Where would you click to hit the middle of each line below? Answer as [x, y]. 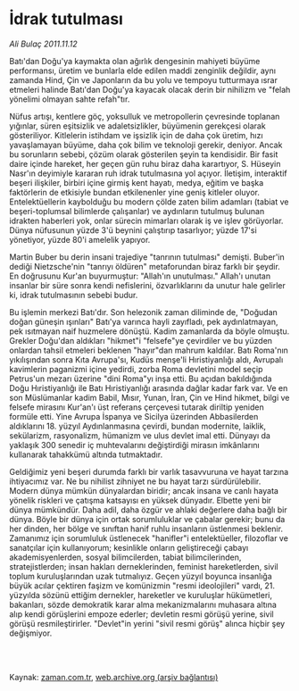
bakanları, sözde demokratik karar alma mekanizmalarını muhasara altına [143, 604]
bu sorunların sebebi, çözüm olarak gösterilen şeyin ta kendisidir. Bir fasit [144, 154]
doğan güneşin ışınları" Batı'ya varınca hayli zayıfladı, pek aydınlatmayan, [144, 321]
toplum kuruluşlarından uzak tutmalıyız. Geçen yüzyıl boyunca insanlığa [141, 576]
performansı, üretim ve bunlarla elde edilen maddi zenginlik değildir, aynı [143, 71]
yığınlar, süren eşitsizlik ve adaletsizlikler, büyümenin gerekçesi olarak [137, 126]
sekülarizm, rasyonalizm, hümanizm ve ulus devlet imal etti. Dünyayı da [140, 435]
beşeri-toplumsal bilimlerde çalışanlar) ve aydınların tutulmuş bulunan [137, 211]
